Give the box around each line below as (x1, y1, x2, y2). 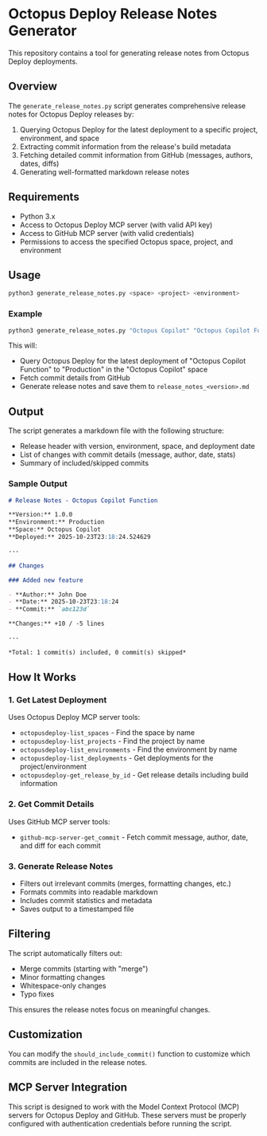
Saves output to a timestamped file (19, 904, 134, 914)
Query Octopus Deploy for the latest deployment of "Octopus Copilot (19, 356, 246, 366)
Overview (8, 80, 58, 93)
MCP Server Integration (8, 1081, 128, 1095)
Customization (8, 1028, 83, 1041)
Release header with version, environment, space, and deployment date (19, 442, 256, 451)
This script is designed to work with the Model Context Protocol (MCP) (8, 1102, 240, 1111)
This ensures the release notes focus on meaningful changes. (8, 1004, 211, 1014)
